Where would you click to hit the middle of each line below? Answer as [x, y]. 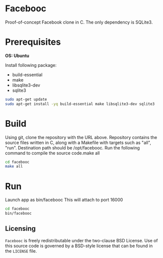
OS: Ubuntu [17, 56]
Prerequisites [33, 42]
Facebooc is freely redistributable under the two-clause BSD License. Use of [81, 240]
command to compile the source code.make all [52, 153]
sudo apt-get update [26, 99]
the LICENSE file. [21, 251]
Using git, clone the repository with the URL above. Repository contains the [81, 137]
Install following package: [31, 65]
